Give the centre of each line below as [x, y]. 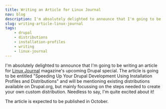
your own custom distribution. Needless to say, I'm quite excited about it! [80, 92]
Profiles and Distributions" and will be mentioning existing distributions [78, 81]
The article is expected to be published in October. [57, 101]
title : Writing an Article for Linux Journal [53, 10]
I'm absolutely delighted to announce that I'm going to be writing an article [81, 65]
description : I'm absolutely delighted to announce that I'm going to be [83, 19]
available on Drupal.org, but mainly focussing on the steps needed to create [83, 86]
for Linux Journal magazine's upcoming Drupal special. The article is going [82, 70]
